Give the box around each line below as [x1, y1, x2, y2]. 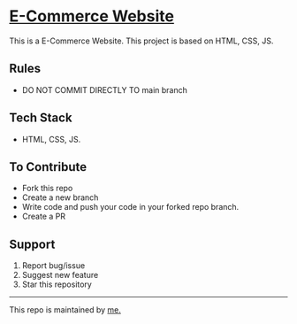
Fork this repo [21, 183, 73, 194]
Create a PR [21, 211, 66, 222]
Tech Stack [9, 111, 72, 126]
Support [9, 236, 56, 251]
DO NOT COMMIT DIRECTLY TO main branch [21, 84, 187, 95]
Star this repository [21, 279, 93, 289]
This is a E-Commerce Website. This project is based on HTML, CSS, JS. [9, 35, 274, 46]
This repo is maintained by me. [9, 305, 122, 315]
